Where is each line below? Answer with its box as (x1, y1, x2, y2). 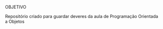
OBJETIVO (5, 4, 26, 10)
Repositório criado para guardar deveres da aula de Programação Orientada (5, 14, 158, 19)
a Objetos (5, 19, 24, 24)
